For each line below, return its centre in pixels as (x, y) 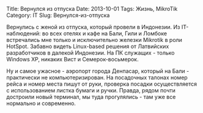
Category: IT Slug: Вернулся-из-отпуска (58, 15)
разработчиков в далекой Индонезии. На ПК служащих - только (91, 53)
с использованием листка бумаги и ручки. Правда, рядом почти (91, 90)
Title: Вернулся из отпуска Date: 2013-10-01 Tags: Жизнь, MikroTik (92, 9)
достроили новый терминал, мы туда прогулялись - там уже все (91, 97)
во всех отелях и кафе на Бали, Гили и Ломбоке (104, 33)
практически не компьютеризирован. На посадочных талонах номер (97, 77)
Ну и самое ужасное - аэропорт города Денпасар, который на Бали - (98, 71)
